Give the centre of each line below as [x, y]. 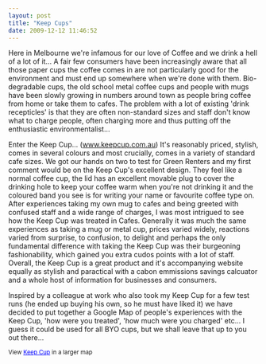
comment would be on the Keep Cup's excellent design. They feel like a [125, 170]
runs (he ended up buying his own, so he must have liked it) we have [120, 304]
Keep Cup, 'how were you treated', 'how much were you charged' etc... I [126, 321]
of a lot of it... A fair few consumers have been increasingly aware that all [128, 61]
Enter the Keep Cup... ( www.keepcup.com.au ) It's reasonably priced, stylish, [133, 145]
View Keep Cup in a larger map [50, 352]
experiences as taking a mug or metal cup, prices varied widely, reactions [129, 229]
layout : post [30, 16]
